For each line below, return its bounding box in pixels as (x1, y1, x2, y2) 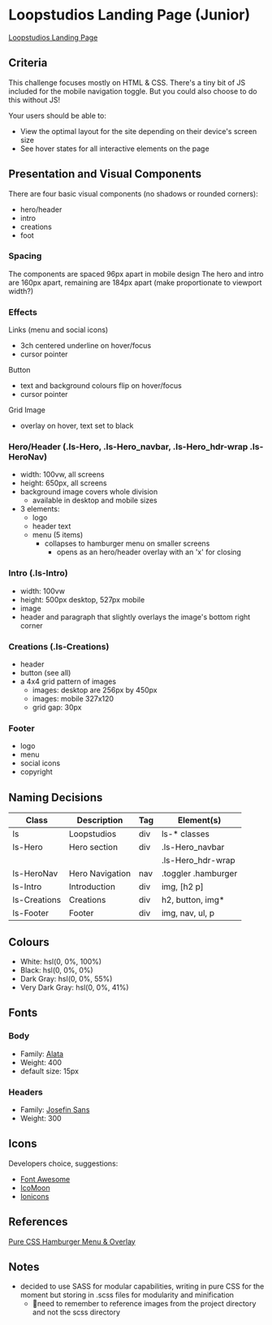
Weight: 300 (19, 1113, 63, 1123)
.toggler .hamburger (161, 868, 238, 879)
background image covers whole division (19, 487, 158, 497)
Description (76, 814, 123, 826)
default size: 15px (19, 1066, 80, 1076)
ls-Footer (12, 908, 50, 919)
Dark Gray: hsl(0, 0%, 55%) (19, 973, 113, 983)
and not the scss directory (32, 1307, 120, 1317)
